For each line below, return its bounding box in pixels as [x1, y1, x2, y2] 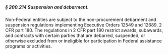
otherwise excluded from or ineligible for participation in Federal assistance [5, 37, 162, 43]
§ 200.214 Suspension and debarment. [5, 4, 89, 10]
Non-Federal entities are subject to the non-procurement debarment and [5, 16, 156, 22]
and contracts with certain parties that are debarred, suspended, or [5, 32, 145, 38]
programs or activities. [5, 43, 52, 49]
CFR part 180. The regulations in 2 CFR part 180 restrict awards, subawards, [5, 27, 163, 33]
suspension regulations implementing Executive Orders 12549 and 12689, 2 [5, 21, 162, 27]
